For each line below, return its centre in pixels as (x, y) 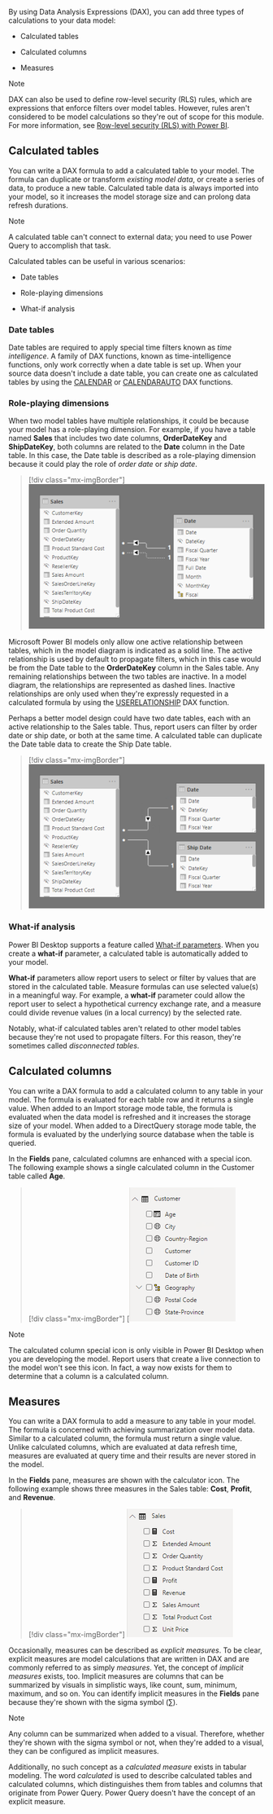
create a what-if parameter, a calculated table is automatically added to (128, 953)
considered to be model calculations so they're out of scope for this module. (136, 117)
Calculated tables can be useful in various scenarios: (97, 261)
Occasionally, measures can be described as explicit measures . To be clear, (135, 1650)
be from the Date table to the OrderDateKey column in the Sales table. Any (134, 667)
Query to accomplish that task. (60, 245)
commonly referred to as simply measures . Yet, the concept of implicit (126, 1668)
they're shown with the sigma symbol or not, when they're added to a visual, (136, 1742)
